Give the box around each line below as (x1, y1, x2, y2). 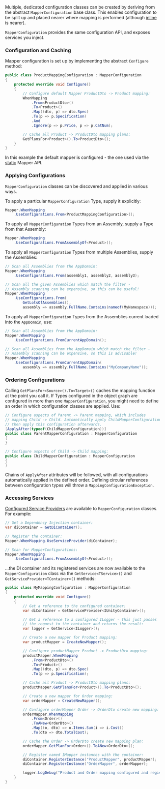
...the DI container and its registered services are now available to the (5, 565, 146, 571)
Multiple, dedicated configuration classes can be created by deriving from (5, 4, 155, 10)
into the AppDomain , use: (5, 319, 53, 325)
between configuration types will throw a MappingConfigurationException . (5, 482, 154, 488)
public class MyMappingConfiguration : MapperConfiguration (5, 585, 131, 590)
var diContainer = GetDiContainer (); (5, 525, 82, 530)
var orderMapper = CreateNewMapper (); (23, 698, 102, 703)
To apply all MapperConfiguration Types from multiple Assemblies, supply (5, 249, 154, 255)
